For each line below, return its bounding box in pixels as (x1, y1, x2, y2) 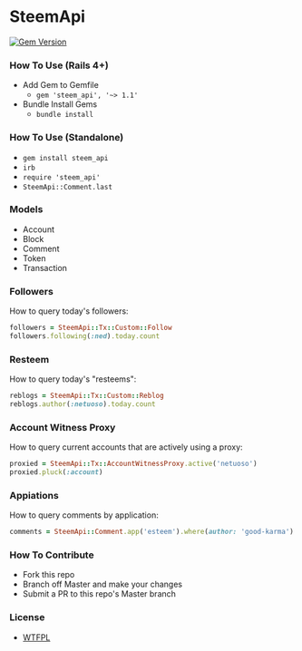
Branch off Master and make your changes (22, 578, 183, 590)
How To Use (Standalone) (9, 131, 124, 144)
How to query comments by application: (9, 510, 159, 520)
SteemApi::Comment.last (22, 182, 113, 191)
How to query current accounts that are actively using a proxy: (9, 442, 243, 452)
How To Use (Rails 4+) (9, 59, 109, 72)
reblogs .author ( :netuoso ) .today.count (9, 400, 156, 409)
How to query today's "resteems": (9, 374, 137, 384)
